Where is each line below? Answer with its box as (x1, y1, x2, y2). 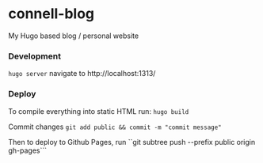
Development (8, 51, 62, 62)
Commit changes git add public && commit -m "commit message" (8, 122, 222, 131)
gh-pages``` (8, 146, 48, 155)
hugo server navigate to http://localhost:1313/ (8, 69, 156, 78)
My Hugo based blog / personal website (8, 31, 139, 40)
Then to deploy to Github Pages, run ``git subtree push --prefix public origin (8, 137, 256, 146)
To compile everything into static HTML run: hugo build (8, 106, 189, 116)
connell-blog (8, 5, 95, 23)
